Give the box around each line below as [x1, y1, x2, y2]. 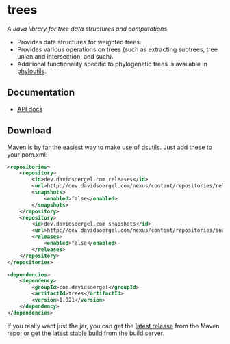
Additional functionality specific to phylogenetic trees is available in [16, 59, 207, 68]
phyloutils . [16, 67, 47, 75]
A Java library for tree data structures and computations [7, 25, 168, 33]
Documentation [7, 87, 75, 98]
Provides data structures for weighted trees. [16, 38, 142, 46]
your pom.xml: [7, 150, 48, 159]
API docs [16, 105, 43, 113]
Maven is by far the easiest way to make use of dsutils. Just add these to [7, 143, 213, 151]
